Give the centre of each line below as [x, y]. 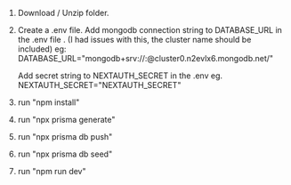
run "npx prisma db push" [65, 137]
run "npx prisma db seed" [65, 154]
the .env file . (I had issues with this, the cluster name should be [134, 40]
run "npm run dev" [52, 171]
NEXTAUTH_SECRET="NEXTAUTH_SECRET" [99, 85]
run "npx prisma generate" [66, 120]
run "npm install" [48, 102]
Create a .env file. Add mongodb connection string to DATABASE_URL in [150, 30]
